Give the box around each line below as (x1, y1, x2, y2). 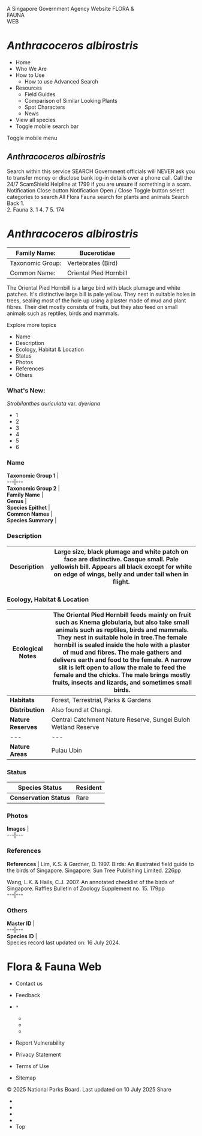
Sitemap (15, 1074, 37, 1081)
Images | (7, 825, 29, 832)
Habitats (10, 695, 35, 704)
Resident (76, 784, 102, 792)
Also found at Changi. (51, 706, 113, 714)
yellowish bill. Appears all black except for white (50, 562, 192, 570)
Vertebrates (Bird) (67, 258, 118, 267)
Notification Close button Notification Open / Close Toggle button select (7, 186, 185, 194)
